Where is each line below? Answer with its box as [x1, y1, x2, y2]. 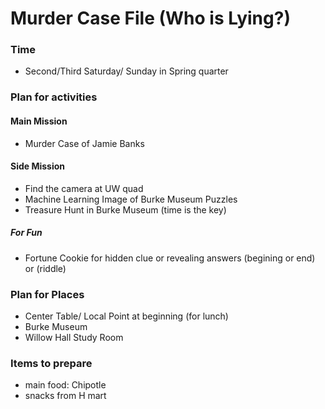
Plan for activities [10, 90, 98, 104]
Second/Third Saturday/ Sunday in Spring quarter [24, 65, 229, 77]
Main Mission [10, 115, 68, 127]
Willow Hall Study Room [24, 332, 124, 344]
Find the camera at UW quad [24, 182, 144, 194]
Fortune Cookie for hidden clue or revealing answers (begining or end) [24, 252, 316, 264]
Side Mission [10, 160, 66, 172]
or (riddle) [24, 262, 67, 274]
